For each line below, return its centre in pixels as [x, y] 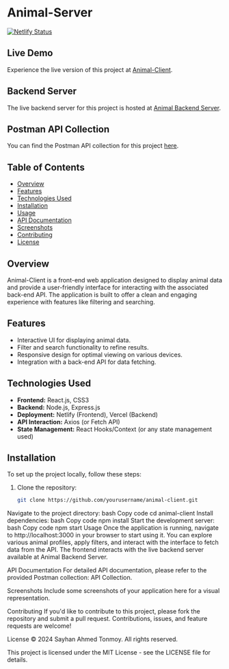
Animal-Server [50, 13]
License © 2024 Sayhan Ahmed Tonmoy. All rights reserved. [93, 640]
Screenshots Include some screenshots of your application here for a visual [113, 591]
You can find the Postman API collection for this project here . [93, 146]
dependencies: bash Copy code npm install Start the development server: [111, 521]
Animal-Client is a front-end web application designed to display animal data [115, 280]
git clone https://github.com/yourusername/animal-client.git [107, 500]
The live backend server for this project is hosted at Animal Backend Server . [114, 108]
